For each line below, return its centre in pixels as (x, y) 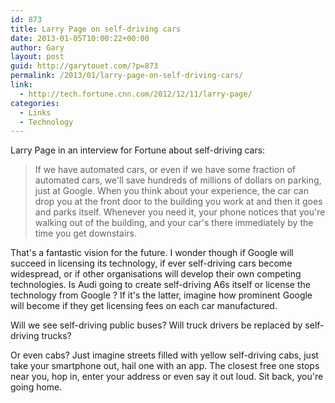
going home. (36, 387)
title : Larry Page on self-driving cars (96, 29)
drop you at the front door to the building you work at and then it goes (178, 202)
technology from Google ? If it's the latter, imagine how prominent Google (161, 295)
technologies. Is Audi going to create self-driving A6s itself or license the (160, 285)
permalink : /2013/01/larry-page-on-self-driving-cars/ (127, 76)
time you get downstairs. (86, 233)
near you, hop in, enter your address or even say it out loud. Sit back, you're (167, 377)
